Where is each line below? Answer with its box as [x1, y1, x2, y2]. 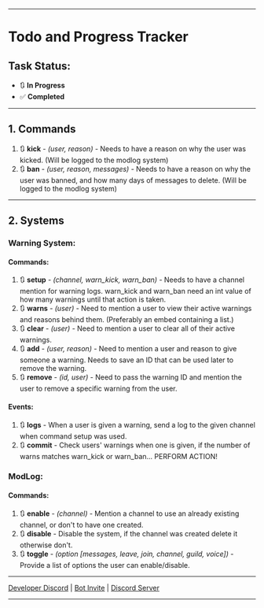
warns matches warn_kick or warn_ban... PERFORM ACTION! [19, 451, 218, 461]
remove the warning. [19, 364, 87, 373]
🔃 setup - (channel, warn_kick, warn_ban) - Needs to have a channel [19, 275, 245, 284]
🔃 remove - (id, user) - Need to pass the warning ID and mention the [19, 373, 242, 382]
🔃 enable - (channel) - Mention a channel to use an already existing [19, 509, 240, 518]
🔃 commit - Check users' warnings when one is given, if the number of [19, 440, 251, 450]
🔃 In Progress [19, 80, 65, 90]
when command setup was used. [19, 431, 127, 441]
